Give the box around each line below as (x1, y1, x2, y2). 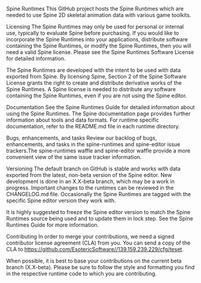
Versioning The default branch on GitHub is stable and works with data (6, 165, 181, 172)
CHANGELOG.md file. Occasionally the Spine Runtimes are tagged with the (6, 191, 191, 197)
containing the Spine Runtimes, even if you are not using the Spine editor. (6, 92, 187, 99)
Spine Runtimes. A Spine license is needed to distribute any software (6, 86, 176, 92)
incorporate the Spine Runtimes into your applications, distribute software (6, 36, 188, 43)
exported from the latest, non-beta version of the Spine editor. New (6, 171, 172, 179)
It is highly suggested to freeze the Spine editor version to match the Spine (6, 209, 190, 215)
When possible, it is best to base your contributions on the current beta (6, 257, 182, 264)
